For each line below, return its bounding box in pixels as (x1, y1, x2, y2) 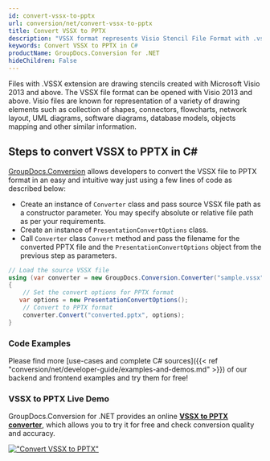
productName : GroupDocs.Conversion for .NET (8, 49, 160, 57)
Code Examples (8, 338, 71, 349)
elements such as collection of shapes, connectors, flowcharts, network (8, 104, 247, 114)
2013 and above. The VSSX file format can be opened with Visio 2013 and (8, 87, 253, 97)
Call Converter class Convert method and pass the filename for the (19, 233, 240, 243)
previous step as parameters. (19, 251, 117, 260)
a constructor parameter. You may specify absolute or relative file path (19, 207, 254, 218)
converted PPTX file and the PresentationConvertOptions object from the (19, 242, 262, 251)
